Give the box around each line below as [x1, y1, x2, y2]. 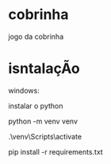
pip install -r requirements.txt [8, 147, 103, 156]
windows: [8, 86, 40, 95]
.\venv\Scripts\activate [8, 132, 82, 141]
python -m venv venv [8, 116, 78, 126]
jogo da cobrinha [8, 32, 64, 41]
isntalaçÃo [8, 59, 81, 78]
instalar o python [8, 101, 63, 110]
